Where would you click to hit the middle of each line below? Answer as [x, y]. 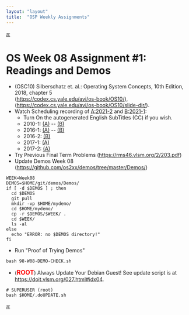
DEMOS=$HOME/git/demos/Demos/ [43, 183]
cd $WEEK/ [23, 219]
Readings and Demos [59, 70]
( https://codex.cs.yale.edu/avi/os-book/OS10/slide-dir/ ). [82, 105]
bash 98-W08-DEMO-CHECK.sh [39, 261]
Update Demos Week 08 [44, 161]
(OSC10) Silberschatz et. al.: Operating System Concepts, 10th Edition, [99, 87]
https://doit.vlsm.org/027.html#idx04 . [59, 279]
